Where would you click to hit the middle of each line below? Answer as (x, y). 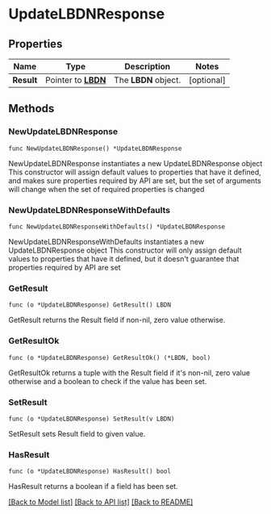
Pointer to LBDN (76, 80)
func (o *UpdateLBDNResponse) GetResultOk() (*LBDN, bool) (110, 357)
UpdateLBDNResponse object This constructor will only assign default (125, 250)
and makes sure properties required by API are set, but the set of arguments (135, 180)
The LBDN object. (148, 80)
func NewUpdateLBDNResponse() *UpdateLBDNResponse (95, 148)
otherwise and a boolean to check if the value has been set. (108, 381)
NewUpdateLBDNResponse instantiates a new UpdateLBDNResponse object (135, 163)
